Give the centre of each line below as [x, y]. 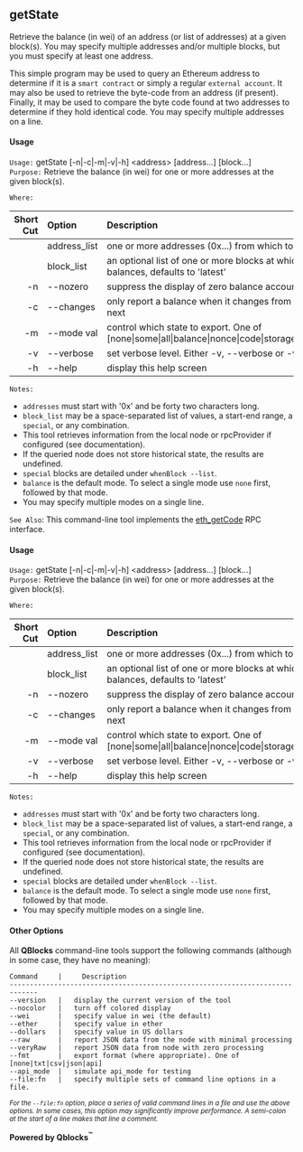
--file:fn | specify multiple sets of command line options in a [143, 1080]
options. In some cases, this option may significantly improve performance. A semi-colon [148, 1111]
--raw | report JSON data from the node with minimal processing [151, 1040]
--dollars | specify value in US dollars [96, 1032]
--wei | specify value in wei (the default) [110, 1016]
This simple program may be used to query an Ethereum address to [134, 73]
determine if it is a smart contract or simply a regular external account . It [146, 83]
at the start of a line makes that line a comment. [84, 1119]
